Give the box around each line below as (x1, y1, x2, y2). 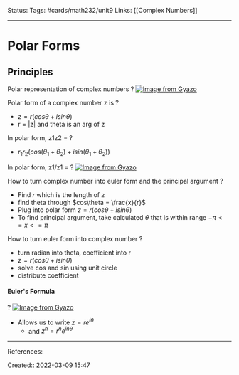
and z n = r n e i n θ (28, 325, 73, 335)
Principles (7, 65, 53, 78)
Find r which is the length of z (17, 190, 105, 199)
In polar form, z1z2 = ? (7, 134, 73, 142)
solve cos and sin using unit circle (17, 263, 117, 272)
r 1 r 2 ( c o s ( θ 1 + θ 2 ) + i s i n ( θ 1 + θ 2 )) (17, 147, 110, 157)
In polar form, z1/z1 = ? (7, 163, 74, 171)
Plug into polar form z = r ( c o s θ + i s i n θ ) (17, 206, 132, 214)
